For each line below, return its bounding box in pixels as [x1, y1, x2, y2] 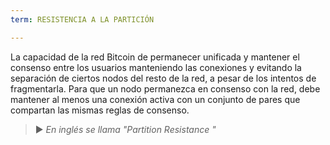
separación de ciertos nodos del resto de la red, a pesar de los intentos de [10, 72, 317, 84]
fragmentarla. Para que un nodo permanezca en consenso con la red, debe [10, 82, 321, 95]
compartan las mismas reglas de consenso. [10, 104, 190, 116]
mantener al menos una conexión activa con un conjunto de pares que [10, 93, 301, 105]
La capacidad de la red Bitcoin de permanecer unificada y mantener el [10, 51, 300, 63]
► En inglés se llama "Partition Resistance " [34, 123, 217, 135]
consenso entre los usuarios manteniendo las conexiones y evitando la [10, 61, 302, 73]
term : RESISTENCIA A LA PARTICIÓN [10, 14, 155, 25]
